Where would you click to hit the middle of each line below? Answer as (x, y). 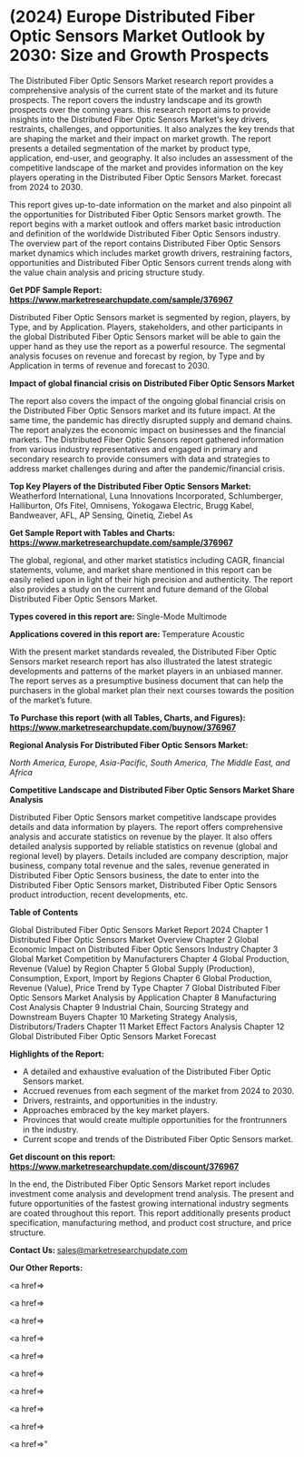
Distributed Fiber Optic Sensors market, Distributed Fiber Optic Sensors (143, 885)
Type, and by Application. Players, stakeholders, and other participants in (146, 327)
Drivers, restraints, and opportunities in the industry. (120, 1100)
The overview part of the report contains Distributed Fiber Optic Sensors (145, 243)
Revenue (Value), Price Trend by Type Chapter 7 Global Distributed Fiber (145, 987)
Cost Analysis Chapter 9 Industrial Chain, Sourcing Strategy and (129, 1007)
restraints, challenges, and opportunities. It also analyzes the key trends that (152, 128)
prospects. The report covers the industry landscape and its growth (136, 100)
